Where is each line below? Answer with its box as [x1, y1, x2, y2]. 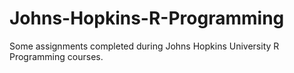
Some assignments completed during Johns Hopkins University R [9, 40, 280, 52]
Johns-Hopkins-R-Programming [9, 7, 285, 30]
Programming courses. [9, 50, 104, 62]
